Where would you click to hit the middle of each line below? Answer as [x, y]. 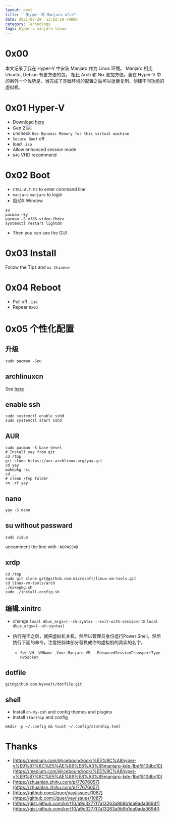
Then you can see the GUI [40, 232]
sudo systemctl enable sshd [35, 416]
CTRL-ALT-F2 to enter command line [49, 189]
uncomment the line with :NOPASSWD [42, 547]
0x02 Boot [28, 175]
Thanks [21, 747]
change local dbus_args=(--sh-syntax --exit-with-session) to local [85, 621]
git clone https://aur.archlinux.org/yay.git [54, 461]
